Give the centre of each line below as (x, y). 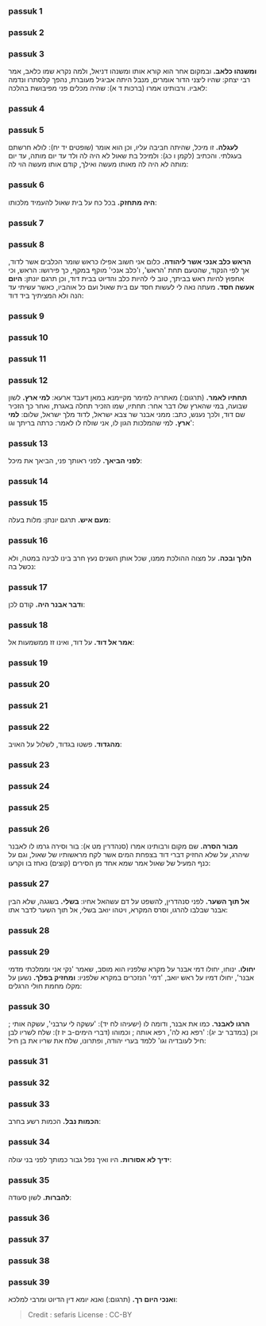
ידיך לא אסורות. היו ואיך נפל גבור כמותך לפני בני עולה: (90, 1159)
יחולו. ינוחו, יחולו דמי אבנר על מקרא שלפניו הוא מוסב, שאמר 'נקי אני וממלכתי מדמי (132, 969)
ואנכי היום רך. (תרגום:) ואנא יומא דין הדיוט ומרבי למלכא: (93, 1300)
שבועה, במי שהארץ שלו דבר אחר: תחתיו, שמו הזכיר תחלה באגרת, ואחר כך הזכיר (128, 406)
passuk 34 (29, 1142)
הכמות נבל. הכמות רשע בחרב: (55, 1121)
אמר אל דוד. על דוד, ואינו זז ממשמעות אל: (71, 642)
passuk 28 (29, 930)
